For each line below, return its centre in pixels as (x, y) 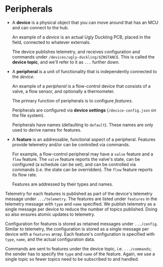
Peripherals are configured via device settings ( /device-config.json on (84, 110)
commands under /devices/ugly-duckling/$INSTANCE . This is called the (83, 57)
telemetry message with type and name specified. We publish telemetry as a (80, 204)
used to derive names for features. (47, 130)
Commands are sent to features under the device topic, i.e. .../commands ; (78, 248)
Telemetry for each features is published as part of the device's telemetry (79, 193)
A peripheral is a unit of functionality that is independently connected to (84, 71)
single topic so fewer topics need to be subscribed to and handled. (72, 259)
